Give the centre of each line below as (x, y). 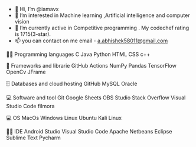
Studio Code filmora (30, 106)
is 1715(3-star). (33, 34)
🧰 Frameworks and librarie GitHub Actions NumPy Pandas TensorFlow (92, 66)
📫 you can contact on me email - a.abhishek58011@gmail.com (91, 41)
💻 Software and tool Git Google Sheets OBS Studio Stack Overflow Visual (96, 98)
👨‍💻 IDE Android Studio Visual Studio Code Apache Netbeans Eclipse (89, 131)
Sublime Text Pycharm (33, 138)
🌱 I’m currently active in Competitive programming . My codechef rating (102, 28)
